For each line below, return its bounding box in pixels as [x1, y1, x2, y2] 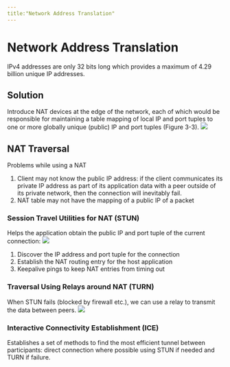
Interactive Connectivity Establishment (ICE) [7, 323, 159, 333]
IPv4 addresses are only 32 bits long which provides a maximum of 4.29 [7, 62, 211, 71]
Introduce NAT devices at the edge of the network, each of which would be [7, 108, 220, 116]
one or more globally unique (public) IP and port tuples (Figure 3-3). [7, 123, 199, 131]
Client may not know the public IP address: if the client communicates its [16, 174, 223, 182]
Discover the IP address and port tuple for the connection [16, 250, 180, 259]
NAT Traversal [7, 143, 70, 154]
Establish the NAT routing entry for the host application [16, 258, 173, 266]
